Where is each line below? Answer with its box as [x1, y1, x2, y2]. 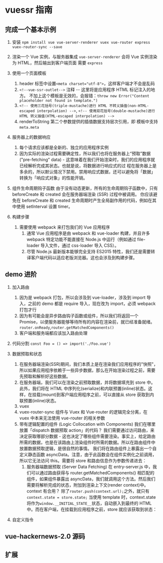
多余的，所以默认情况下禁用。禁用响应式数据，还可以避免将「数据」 [19, 169, 156, 174]
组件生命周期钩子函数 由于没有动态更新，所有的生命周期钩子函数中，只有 [12, 186, 158, 191]
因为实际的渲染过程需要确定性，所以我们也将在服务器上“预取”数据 [19, 150, 151, 156]
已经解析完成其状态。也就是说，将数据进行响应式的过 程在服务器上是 [19, 163, 157, 169]
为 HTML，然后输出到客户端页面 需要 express [12, 60, 103, 66]
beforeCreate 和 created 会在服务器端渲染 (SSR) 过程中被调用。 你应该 [12, 191, 154, 197]
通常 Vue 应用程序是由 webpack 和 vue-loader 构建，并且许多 [26, 230, 150, 236]
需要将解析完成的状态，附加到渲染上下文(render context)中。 [26, 482, 149, 488]
